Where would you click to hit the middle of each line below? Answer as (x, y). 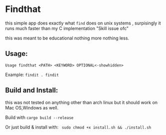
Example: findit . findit (32, 74)
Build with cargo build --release (39, 117)
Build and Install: (32, 90)
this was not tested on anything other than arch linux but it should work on (82, 102)
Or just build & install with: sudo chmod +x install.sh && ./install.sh (78, 127)
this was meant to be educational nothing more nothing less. (67, 38)
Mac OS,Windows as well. (32, 107)
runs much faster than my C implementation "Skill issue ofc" (67, 28)
